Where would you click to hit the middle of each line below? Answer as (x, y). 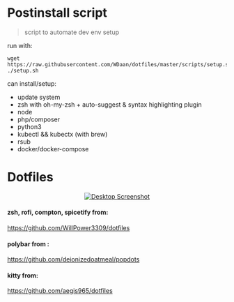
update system (39, 97)
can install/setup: (32, 83)
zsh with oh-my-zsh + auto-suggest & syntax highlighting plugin (109, 104)
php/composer (39, 119)
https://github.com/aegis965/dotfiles (60, 291)
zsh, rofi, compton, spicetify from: (58, 212)
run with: (20, 45)
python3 (29, 126)
